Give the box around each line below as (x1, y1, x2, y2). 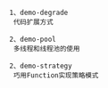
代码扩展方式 (12, 18, 54, 27)
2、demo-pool (9, 35, 56, 44)
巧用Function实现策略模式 (12, 71, 99, 80)
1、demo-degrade (9, 8, 69, 17)
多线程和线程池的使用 (12, 44, 80, 53)
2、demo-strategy (9, 61, 73, 70)
